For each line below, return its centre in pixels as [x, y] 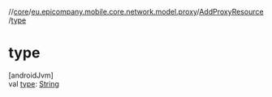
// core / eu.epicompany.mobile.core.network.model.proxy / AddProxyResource [136, 12]
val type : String [34, 83]
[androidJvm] [31, 75]
